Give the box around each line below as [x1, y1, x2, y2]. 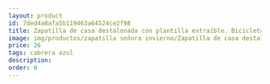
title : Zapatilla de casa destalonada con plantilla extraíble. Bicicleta [8, 26, 264, 34]
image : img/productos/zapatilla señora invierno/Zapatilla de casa [8, 34, 239, 42]
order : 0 [8, 64, 38, 72]
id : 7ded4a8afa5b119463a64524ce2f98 [8, 19, 131, 27]
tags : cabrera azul [8, 49, 74, 57]
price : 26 [8, 42, 42, 50]
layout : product [8, 11, 63, 20]
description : [8, 57, 52, 65]
